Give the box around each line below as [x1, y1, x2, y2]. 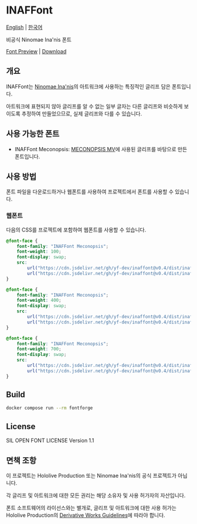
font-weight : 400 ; [16, 297, 62, 304]
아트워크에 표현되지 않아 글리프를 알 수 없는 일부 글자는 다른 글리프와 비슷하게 [6, 103, 183, 110]
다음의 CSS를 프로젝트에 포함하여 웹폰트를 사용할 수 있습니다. [6, 226, 147, 233]
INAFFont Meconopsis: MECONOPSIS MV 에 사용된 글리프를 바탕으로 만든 [14, 145, 188, 152]
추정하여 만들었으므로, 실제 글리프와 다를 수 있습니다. [21, 110, 142, 117]
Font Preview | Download [6, 47, 67, 55]
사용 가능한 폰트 [6, 129, 60, 139]
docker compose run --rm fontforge [6, 405, 93, 411]
